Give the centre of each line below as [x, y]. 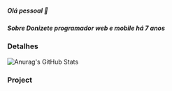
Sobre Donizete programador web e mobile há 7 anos [86, 28]
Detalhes [23, 46]
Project [20, 80]
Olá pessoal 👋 [28, 10]
